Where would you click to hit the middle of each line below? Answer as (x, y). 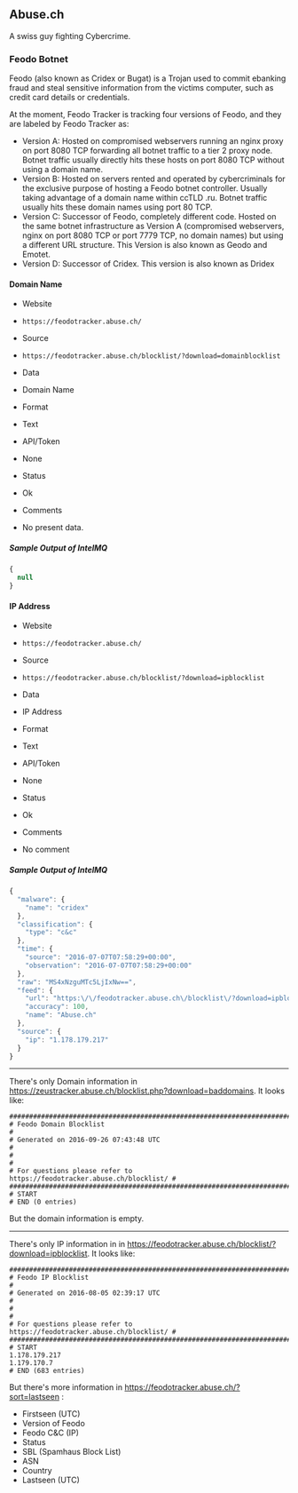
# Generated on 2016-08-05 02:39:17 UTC (85, 1293)
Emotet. (36, 254)
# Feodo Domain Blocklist (57, 1124)
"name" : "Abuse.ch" (61, 1015)
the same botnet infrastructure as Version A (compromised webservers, (153, 226)
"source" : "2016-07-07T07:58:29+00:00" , (101, 957)
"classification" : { (55, 924)
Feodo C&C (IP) (51, 1433)
